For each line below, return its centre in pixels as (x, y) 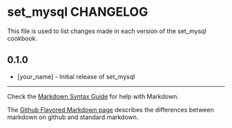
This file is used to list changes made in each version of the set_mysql (107, 31)
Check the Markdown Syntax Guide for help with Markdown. (93, 96)
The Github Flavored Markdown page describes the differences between (110, 109)
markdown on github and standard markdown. (73, 117)
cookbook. (22, 38)
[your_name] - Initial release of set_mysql (76, 76)
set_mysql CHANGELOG (78, 12)
